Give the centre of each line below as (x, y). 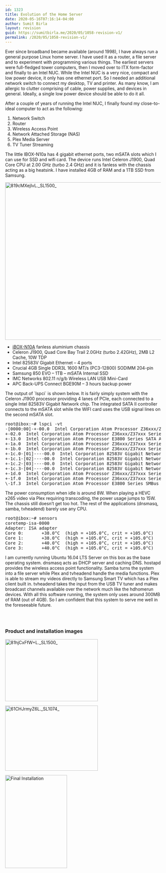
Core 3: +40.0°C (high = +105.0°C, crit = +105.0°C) (80, 548)
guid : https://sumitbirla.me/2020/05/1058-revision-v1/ (64, 33)
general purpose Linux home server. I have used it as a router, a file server (81, 57)
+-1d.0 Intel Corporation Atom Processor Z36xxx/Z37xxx (76, 473)
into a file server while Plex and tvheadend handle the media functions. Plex (82, 573)
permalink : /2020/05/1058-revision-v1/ (46, 38)
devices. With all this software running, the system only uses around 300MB (83, 594)
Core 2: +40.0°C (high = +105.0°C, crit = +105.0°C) (80, 543)
